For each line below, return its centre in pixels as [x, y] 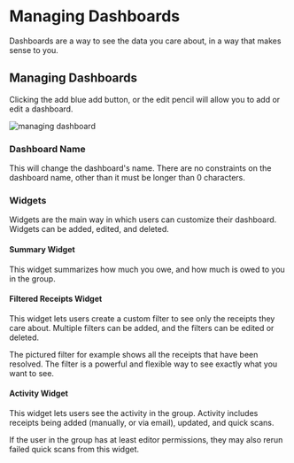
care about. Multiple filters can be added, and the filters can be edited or [142, 328]
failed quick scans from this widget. [74, 449]
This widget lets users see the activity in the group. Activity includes [134, 413]
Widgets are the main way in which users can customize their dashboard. [143, 220]
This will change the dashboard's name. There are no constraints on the [140, 168]
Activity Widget [39, 394]
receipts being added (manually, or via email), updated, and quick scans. [142, 422]
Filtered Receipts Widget [56, 299]
